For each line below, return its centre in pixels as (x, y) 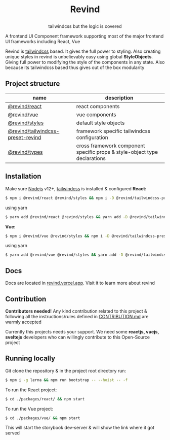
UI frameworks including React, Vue (43, 42)
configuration (92, 137)
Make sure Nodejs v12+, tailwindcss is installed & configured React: (76, 188)
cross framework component (111, 146)
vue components (96, 114)
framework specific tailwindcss (113, 131)
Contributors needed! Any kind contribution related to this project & (76, 311)
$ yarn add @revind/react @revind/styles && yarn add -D (67, 217)
